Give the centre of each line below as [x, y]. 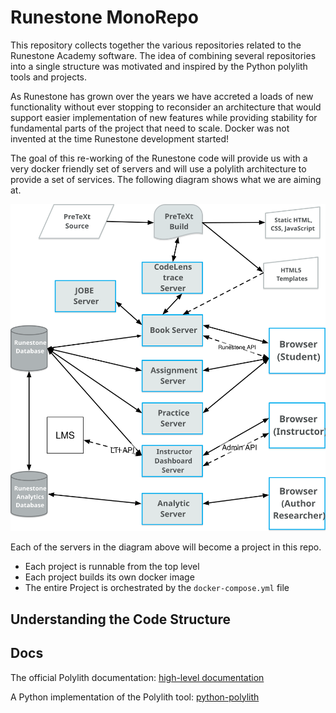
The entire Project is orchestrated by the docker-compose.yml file [157, 588]
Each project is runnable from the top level [112, 567]
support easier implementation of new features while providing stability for [164, 117]
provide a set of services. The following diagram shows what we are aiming [166, 179]
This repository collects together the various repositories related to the [156, 45]
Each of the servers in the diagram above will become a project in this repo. [166, 547]
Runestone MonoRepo [104, 17]
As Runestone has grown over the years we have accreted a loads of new [162, 96]
